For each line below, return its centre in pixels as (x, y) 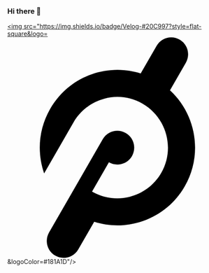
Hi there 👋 (24, 11)
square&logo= (28, 34)
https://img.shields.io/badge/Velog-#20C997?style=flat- (121, 27)
